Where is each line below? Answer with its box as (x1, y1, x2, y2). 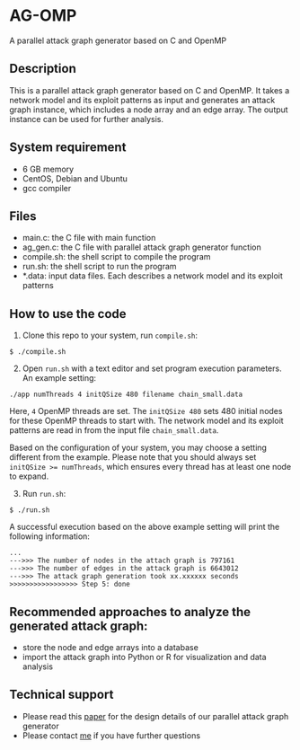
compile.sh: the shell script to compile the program (22, 251, 211, 262)
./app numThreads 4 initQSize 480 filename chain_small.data (9, 390, 243, 400)
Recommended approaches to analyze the (9, 604, 251, 620)
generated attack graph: (9, 618, 148, 633)
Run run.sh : (22, 489, 66, 499)
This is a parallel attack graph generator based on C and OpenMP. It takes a (9, 84, 290, 95)
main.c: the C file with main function (22, 233, 156, 243)
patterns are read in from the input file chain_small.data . (9, 425, 219, 436)
